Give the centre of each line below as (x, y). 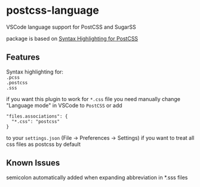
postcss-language (53, 10)
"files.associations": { (37, 116)
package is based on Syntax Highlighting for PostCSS (72, 38)
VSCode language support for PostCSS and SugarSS (71, 27)
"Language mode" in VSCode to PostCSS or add (64, 105)
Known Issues (33, 163)
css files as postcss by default (43, 144)
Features (23, 57)
